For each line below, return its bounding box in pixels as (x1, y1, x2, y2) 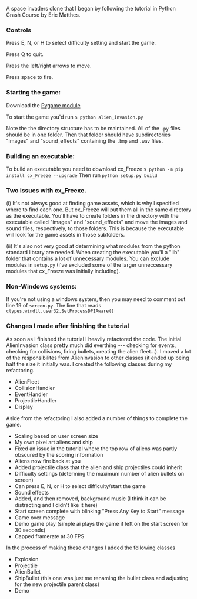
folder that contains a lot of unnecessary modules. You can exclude (6, 255, 169, 262)
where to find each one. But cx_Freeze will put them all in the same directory (6, 206, 192, 213)
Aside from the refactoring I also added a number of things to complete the (6, 414, 188, 421)
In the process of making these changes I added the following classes (6, 544, 175, 551)
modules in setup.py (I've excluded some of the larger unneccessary (6, 261, 173, 269)
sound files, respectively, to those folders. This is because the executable (6, 225, 184, 232)
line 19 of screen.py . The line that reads (6, 302, 102, 309)
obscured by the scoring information (14, 451, 103, 458)
